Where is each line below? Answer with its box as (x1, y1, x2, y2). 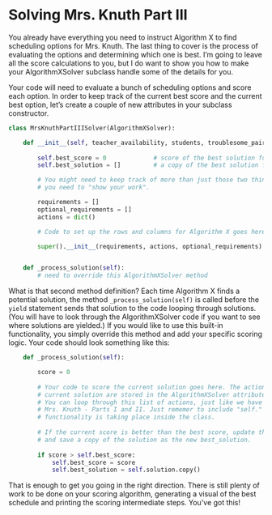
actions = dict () (37, 213, 96, 221)
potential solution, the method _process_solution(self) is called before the (8, 295, 260, 304)
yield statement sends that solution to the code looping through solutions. (8, 304, 257, 313)
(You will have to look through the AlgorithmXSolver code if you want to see (8, 312, 261, 321)
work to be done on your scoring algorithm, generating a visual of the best (8, 489, 257, 499)
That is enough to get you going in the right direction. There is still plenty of (8, 480, 261, 491)
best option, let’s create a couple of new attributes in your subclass (8, 100, 232, 109)
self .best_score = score (51, 458, 136, 466)
